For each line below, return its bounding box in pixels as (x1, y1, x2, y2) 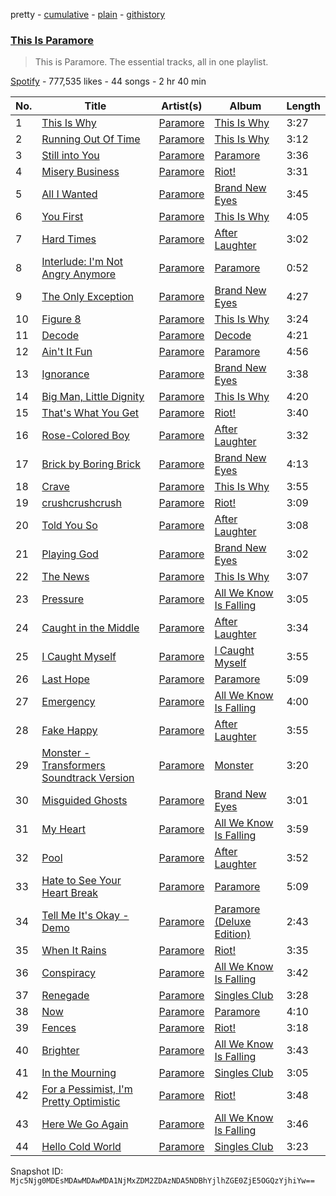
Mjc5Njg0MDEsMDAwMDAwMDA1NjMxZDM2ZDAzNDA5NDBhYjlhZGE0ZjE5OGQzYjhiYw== (10, 1176, 315, 1186)
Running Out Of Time (41, 132, 141, 146)
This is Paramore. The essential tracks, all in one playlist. (34, 56, 269, 68)
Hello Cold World (41, 1140, 122, 1154)
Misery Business (41, 165, 120, 179)
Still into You (41, 149, 100, 163)
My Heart (41, 822, 86, 836)
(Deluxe (214, 915, 252, 929)
